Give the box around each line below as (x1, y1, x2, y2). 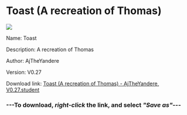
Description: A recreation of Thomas (6, 46, 94, 53)
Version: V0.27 (6, 69, 42, 76)
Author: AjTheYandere (6, 57, 60, 64)
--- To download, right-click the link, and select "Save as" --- (6, 101, 182, 109)
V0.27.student (6, 86, 40, 93)
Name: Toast (6, 34, 37, 42)
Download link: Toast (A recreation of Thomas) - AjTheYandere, (6, 80, 159, 87)
